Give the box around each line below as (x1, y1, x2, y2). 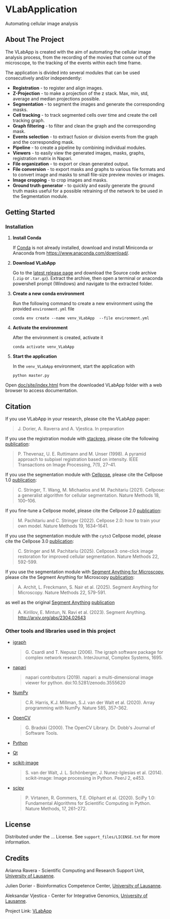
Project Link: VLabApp (5, 908, 52, 914)
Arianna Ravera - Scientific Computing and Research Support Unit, (5, 867, 145, 874)
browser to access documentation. (5, 388, 78, 394)
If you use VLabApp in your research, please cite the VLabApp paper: (5, 416, 150, 422)
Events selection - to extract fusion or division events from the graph (12, 134, 158, 140)
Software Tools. (25, 730, 58, 736)
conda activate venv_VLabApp (12, 344, 75, 350)
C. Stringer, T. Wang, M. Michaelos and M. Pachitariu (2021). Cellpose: (17, 487, 165, 493)
